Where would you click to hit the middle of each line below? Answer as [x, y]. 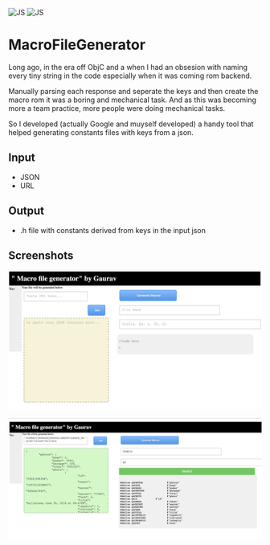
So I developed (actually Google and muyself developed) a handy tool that [131, 124]
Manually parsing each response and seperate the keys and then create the [133, 91]
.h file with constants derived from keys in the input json [113, 230]
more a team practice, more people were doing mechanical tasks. [117, 108]
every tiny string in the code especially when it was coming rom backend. [130, 76]
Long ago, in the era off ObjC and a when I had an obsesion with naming [128, 67]
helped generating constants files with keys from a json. [101, 132]
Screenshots [41, 255]
